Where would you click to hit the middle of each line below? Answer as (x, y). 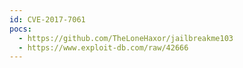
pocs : (20, 29)
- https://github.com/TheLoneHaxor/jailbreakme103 (126, 38)
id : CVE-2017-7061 (47, 19)
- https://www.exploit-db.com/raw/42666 (103, 47)
